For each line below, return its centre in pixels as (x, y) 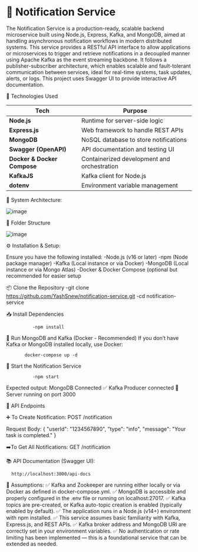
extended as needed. (32, 544)
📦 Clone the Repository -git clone (48, 287)
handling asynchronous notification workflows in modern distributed (89, 41)
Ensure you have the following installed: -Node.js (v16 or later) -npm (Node (97, 257)
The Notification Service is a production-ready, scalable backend (85, 28)
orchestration (100, 166)
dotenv (19, 185)
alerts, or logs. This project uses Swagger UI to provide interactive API (91, 78)
